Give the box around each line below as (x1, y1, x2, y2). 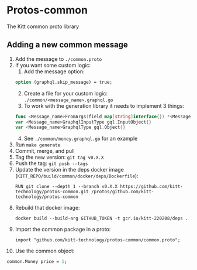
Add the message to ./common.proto (15, 55, 102, 62)
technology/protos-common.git (15, 189, 89, 195)
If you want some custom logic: (15, 61, 91, 69)
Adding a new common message (6, 40, 128, 50)
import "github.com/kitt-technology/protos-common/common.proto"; (15, 237, 181, 243)
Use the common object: (15, 247, 75, 255)
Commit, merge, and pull (15, 148, 75, 155)
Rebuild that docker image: (15, 204, 81, 211)
